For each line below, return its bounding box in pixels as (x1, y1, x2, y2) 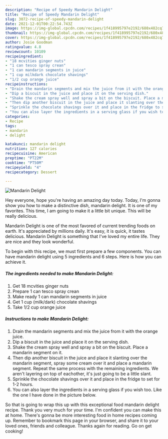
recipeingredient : (5, 53, 43, 59)
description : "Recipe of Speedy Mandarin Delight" (5, 7, 113, 12)
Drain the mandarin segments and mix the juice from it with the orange (12, 328, 158, 335)
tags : (5, 123, 16, 128)
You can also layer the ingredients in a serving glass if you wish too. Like (12, 387, 162, 393)
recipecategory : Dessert (5, 169, 57, 175)
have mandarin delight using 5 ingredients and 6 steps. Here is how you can (5, 254, 161, 260)
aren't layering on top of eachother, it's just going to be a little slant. (12, 371, 152, 377)
